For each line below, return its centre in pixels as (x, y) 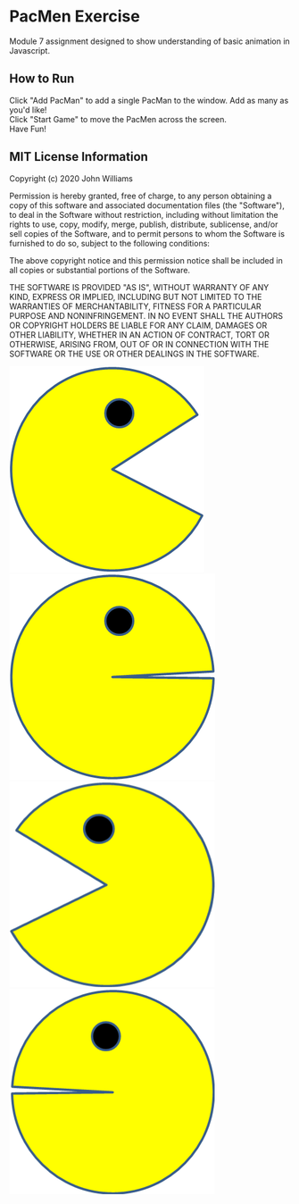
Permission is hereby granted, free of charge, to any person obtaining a (141, 196)
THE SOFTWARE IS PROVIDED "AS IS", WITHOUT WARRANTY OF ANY (139, 287)
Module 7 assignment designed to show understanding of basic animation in (149, 41)
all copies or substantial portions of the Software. (100, 270)
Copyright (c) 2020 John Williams (71, 178)
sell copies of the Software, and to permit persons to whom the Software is (147, 233)
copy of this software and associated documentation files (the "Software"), (147, 205)
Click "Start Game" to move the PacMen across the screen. (118, 119)
